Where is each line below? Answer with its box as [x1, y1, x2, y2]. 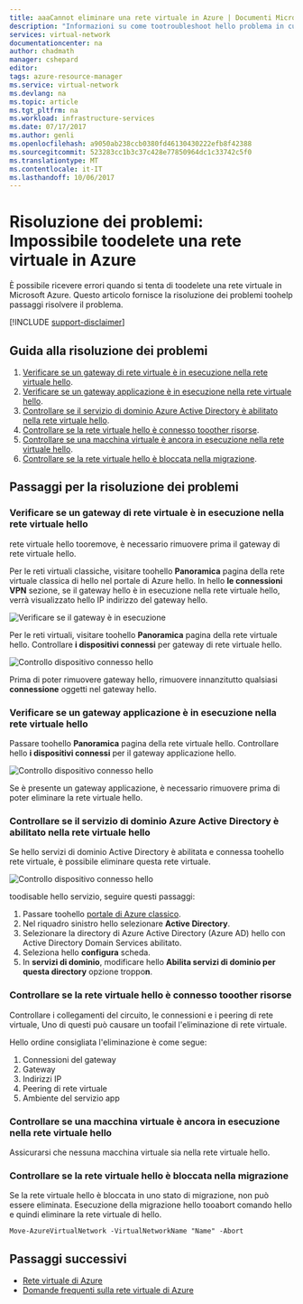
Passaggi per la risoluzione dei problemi [9, 480, 239, 495]
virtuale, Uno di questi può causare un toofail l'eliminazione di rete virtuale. [9, 1018, 288, 1030]
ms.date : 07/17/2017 [9, 123, 87, 132]
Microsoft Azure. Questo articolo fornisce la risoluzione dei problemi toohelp [9, 290, 293, 301]
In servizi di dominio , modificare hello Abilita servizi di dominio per [22, 957, 276, 968]
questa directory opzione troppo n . [22, 966, 153, 977]
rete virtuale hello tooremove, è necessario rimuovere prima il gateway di [9, 539, 280, 549]
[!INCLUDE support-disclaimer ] [9, 317, 125, 328]
